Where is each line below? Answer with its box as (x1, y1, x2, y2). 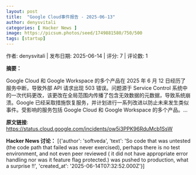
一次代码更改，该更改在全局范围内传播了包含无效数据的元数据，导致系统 (11, 92, 185, 99)
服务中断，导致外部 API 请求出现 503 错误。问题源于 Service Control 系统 (6, 85, 183, 91)
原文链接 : (6, 119, 29, 125)
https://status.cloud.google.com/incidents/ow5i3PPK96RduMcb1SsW (6, 125, 173, 132)
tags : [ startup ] (6, 36, 46, 41)
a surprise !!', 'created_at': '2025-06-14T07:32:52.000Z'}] (6, 163, 145, 169)
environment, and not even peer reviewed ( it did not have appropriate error (6, 150, 188, 157)
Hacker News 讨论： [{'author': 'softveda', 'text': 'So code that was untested (6, 138, 191, 144)
